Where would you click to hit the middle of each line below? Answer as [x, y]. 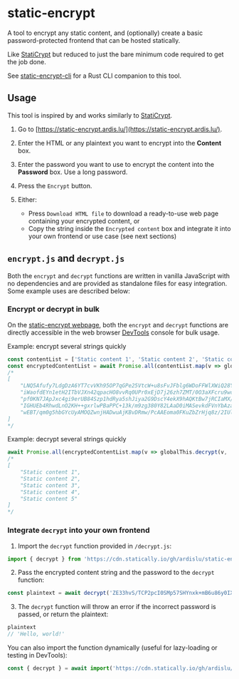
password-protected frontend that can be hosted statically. [94, 40]
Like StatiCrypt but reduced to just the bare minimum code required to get [116, 54]
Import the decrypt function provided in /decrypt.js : [95, 546]
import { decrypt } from [44, 559]
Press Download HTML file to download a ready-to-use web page [123, 213]
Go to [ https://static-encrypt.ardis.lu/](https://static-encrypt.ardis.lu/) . [120, 129]
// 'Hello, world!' [36, 634]
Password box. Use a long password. [73, 172]
